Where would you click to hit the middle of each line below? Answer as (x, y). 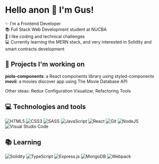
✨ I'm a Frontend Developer (33, 23)
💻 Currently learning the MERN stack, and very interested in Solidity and (78, 42)
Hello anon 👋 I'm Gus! (49, 10)
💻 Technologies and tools (45, 107)
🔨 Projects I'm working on (45, 64)
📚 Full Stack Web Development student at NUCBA (56, 29)
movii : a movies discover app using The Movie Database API (66, 81)
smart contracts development (35, 49)
